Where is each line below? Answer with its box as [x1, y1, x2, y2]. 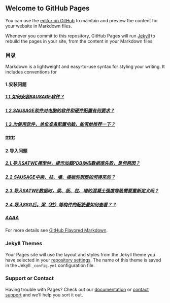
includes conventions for [5, 69, 57, 75]
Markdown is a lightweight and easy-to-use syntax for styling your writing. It [5, 63, 165, 70]
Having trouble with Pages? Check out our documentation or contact [5, 286, 149, 292]
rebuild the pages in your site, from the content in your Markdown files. [5, 38, 154, 44]
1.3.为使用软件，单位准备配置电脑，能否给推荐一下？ [5, 121, 115, 127]
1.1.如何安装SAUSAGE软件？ [5, 94, 64, 100]
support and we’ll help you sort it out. [5, 291, 83, 298]
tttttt [5, 134, 15, 140]
